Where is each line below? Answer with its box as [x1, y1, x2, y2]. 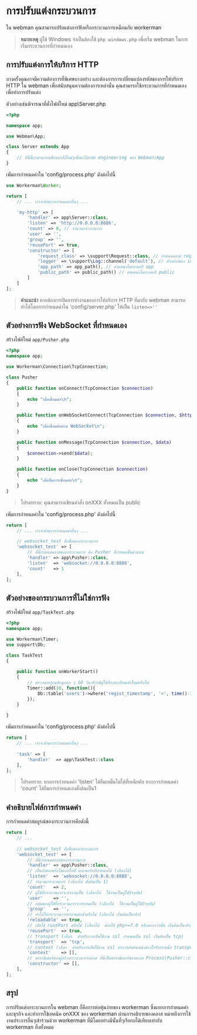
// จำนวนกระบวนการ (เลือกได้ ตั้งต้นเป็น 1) [27, 879, 108, 885]
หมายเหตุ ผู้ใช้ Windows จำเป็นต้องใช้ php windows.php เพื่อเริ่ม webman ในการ [20, 35, 188, 42]
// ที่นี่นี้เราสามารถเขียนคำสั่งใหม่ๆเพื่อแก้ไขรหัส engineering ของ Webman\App [16, 155, 165, 161]
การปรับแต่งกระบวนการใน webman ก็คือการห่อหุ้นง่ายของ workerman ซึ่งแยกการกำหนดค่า [6, 1003, 189, 1010]
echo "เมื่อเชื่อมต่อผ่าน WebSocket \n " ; [27, 423, 105, 430]
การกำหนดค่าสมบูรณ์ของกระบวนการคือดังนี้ [6, 818, 89, 825]
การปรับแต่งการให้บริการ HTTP [6, 60, 99, 70]
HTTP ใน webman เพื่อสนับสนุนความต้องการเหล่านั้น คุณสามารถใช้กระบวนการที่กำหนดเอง [6, 82, 186, 89]
